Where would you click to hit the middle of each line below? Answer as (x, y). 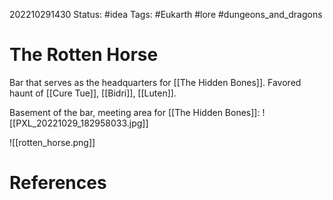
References (58, 183)
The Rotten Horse (84, 55)
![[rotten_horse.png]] (52, 142)
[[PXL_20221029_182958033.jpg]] (79, 123)
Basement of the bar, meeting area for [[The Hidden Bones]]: (135, 112)
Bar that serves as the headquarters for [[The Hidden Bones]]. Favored (155, 82)
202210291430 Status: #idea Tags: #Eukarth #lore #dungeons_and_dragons (166, 14)
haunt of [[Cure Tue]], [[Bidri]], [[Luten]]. (93, 93)
